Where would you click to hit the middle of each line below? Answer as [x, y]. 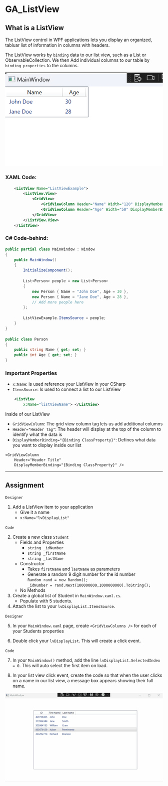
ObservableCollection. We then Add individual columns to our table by [77, 60]
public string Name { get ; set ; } [50, 350]
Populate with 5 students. [46, 601]
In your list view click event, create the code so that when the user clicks [87, 675]
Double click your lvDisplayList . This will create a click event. [76, 641]
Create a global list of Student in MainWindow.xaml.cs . [67, 595]
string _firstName [46, 553]
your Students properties [38, 631]
